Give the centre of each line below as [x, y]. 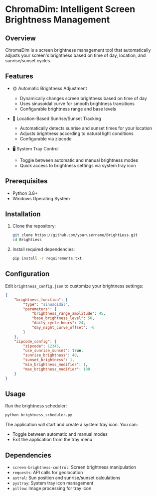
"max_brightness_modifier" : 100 [57, 369]
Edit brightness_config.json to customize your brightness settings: [74, 286]
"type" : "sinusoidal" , [47, 304]
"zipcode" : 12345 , [42, 346]
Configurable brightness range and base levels [68, 109]
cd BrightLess [27, 240]
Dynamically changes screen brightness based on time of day [83, 98]
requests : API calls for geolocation [48, 472]
